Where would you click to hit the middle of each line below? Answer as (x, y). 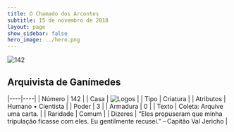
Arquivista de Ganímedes (64, 82)
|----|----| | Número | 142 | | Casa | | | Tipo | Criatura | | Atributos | (117, 98)
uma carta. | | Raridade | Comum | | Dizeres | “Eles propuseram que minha (115, 114)
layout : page (26, 27)
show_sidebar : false (38, 33)
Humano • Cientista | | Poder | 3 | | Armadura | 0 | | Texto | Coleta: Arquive (115, 106)
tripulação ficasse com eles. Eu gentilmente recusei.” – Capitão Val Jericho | (117, 121)
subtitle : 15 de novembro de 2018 (58, 20)
